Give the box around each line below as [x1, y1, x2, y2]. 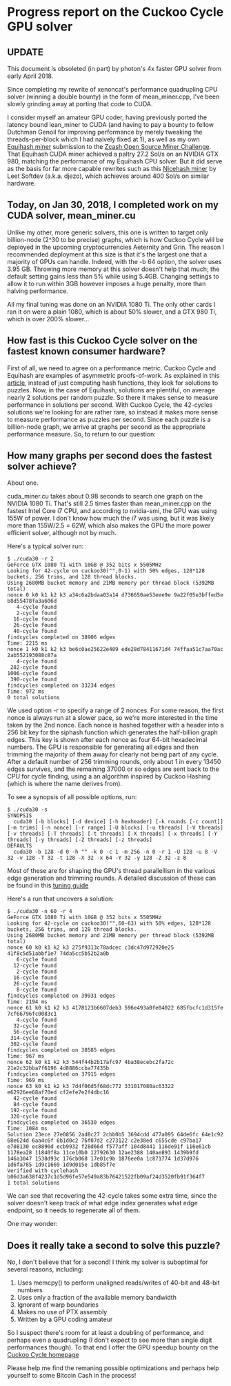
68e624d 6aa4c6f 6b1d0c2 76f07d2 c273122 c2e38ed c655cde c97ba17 [7, 1137, 202, 1145]
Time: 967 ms [7, 1053, 45, 1060]
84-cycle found [13, 1101, 57, 1108]
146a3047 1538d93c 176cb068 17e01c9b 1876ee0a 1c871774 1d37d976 [7, 1156, 199, 1163]
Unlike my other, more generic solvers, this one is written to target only [7, 228, 209, 237]
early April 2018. [7, 72, 54, 80]
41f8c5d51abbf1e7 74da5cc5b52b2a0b [7, 950, 110, 957]
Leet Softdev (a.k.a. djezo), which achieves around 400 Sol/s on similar [7, 172, 210, 180]
